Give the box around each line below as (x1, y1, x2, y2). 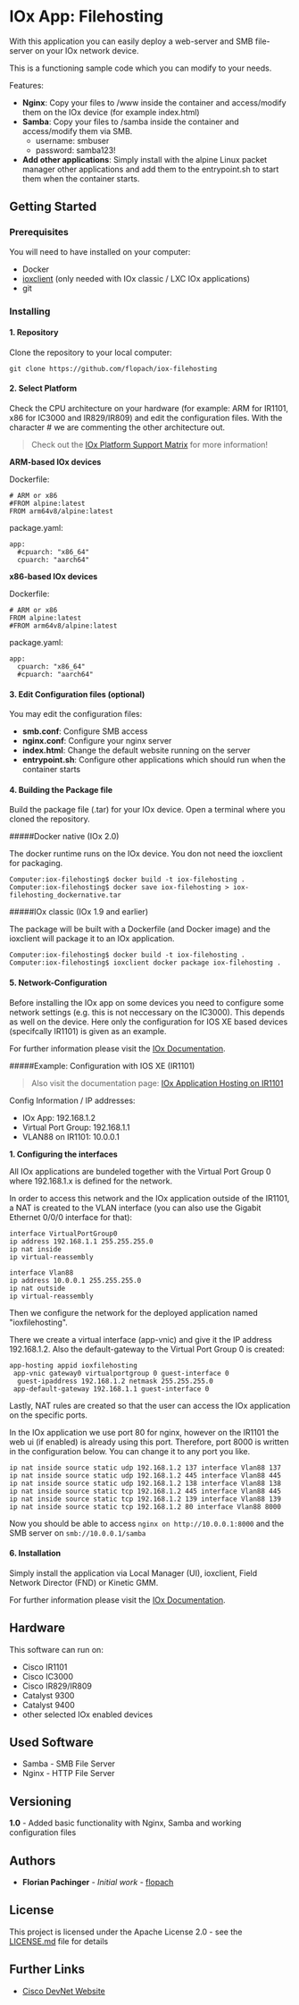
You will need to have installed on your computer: (9, 246, 191, 257)
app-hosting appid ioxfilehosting (9, 1361, 138, 1369)
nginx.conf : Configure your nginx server (21, 736, 172, 746)
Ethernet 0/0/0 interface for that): (9, 1211, 132, 1222)
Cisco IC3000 (21, 1671, 74, 1681)
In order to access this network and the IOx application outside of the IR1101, (9, 1192, 290, 1203)
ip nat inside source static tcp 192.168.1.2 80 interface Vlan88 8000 (9, 1502, 281, 1512)
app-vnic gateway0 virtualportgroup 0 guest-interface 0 (12, 1369, 229, 1377)
